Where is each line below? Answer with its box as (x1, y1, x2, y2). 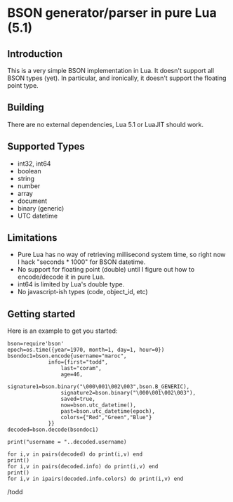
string (17, 174, 35, 183)
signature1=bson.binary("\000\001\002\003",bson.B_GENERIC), (7, 383, 190, 390)
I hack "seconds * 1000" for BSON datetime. (17, 258, 146, 266)
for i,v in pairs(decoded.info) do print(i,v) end (7, 463, 159, 470)
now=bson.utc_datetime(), (60, 402, 137, 409)
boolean (17, 166, 41, 175)
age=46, (60, 371, 83, 378)
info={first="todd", (48, 359, 109, 366)
